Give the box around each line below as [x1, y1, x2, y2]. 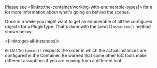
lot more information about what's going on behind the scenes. [5, 9, 130, 15]
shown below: [5, 29, 33, 34]
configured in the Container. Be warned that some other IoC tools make [5, 53, 147, 58]
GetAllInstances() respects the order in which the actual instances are [5, 48, 146, 53]
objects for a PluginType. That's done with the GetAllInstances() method [5, 24, 151, 29]
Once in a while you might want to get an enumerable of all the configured [5, 19, 153, 24]
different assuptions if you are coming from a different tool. [5, 58, 123, 63]
